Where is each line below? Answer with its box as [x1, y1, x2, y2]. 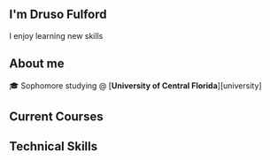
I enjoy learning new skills [9, 30, 104, 41]
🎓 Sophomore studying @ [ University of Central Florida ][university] [9, 80, 263, 91]
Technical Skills [9, 139, 98, 154]
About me [9, 57, 65, 72]
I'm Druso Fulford [9, 7, 107, 22]
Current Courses [9, 110, 104, 125]
